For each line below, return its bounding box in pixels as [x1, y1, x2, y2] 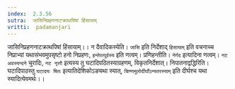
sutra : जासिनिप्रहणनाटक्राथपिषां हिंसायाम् [7, 17, 97, 24]
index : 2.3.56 [7, 10, 52, 18]
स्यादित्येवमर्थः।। [7, 75, 45, 83]
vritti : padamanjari [7, 23, 71, 30]
